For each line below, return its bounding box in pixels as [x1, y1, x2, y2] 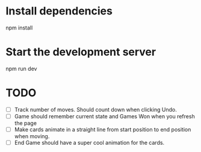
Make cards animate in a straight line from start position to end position [14, 126, 191, 133]
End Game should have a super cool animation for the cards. [14, 139, 165, 146]
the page [14, 119, 37, 127]
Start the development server [5, 45, 156, 59]
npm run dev [5, 65, 37, 72]
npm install [5, 24, 33, 31]
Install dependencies [5, 4, 113, 18]
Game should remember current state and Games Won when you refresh [14, 112, 195, 120]
